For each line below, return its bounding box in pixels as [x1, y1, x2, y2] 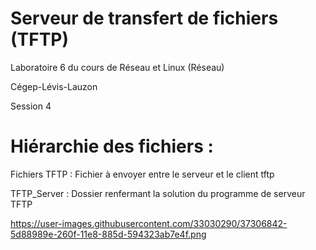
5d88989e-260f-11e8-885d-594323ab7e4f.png [10, 228, 207, 240]
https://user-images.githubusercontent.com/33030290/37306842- [10, 217, 288, 229]
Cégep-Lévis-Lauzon [10, 80, 98, 92]
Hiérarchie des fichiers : [10, 135, 214, 158]
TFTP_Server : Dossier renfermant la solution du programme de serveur [10, 187, 306, 199]
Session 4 [10, 100, 52, 112]
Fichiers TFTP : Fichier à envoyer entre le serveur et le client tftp [10, 168, 275, 180]
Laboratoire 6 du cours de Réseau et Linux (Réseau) [10, 61, 225, 73]
